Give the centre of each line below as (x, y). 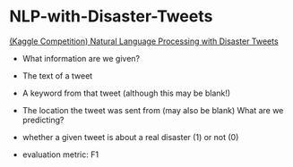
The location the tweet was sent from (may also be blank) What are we (153, 110)
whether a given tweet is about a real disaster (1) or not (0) (130, 137)
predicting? (43, 120)
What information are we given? (81, 58)
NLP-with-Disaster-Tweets (111, 17)
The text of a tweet (57, 75)
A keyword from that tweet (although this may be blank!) (126, 93)
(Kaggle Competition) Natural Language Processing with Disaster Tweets (144, 41)
